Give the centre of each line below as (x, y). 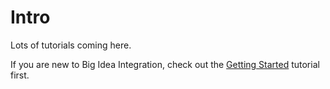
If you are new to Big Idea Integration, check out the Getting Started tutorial (165, 64)
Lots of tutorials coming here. (71, 45)
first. (20, 75)
